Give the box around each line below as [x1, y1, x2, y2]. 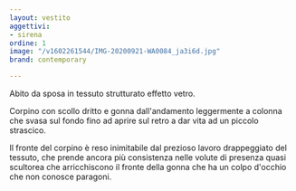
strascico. [9, 125, 47, 136]
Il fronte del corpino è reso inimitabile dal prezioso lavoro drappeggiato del [9, 142, 288, 153]
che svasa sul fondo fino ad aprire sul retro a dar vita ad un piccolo [9, 115, 260, 126]
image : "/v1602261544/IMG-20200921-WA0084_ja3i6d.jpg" [9, 47, 221, 56]
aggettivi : [9, 22, 51, 31]
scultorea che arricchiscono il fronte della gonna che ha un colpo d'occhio [9, 162, 287, 172]
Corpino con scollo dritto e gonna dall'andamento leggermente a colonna [9, 106, 282, 116]
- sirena [9, 30, 43, 39]
